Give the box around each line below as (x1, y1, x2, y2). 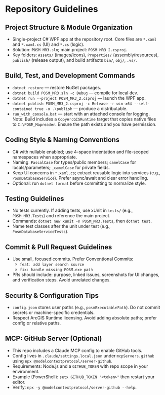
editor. (12, 379, 26, 385)
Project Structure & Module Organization (5, 23, 133, 32)
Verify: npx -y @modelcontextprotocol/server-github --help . (12, 384, 137, 390)
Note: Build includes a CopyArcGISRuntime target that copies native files (12, 116, 157, 122)
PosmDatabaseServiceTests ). (12, 229, 69, 235)
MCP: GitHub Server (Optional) (5, 334, 102, 343)
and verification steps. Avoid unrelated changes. (12, 277, 111, 283)
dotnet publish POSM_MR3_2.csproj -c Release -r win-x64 (12, 101, 132, 106)
